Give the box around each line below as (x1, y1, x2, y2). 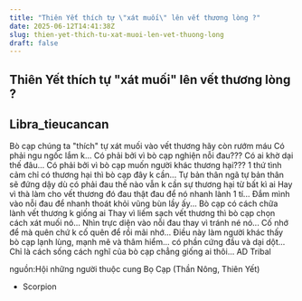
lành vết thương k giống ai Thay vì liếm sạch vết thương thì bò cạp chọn (9, 208, 276, 219)
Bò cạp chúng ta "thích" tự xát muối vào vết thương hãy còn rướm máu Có (9, 141, 285, 152)
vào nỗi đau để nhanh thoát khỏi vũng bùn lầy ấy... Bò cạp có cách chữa (9, 198, 278, 209)
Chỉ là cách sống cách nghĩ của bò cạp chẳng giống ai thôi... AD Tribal (9, 246, 271, 258)
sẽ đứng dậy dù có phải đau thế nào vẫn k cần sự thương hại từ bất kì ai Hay (9, 179, 293, 190)
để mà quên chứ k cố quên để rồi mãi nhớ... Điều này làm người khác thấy (9, 227, 283, 238)
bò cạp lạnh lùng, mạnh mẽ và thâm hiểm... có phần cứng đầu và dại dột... (9, 237, 286, 248)
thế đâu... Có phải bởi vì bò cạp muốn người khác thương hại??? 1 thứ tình (9, 160, 282, 171)
